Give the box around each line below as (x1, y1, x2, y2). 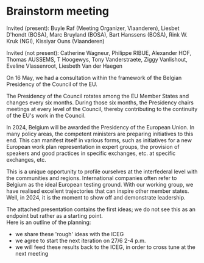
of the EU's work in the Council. (6, 112, 86, 119)
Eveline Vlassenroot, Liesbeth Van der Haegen (6, 62, 123, 70)
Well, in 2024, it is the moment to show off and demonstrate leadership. (6, 193, 186, 201)
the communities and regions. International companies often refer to (6, 174, 177, 181)
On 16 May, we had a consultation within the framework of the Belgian (6, 74, 182, 81)
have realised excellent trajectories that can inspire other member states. (6, 187, 189, 195)
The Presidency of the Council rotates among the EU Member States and (6, 92, 189, 99)
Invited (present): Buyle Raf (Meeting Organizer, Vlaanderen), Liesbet (6, 24, 180, 32)
